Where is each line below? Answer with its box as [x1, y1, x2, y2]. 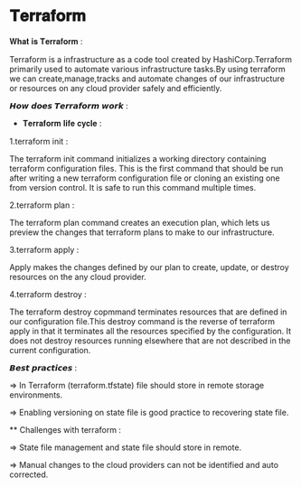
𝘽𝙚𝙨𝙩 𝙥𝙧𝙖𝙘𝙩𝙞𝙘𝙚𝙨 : [9, 362, 78, 373]
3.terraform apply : [9, 244, 80, 255]
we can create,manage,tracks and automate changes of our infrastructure [9, 73, 285, 84]
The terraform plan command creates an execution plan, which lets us [9, 217, 270, 228]
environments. [9, 389, 63, 400]
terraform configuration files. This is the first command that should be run [9, 163, 284, 173]
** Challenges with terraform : [9, 424, 122, 435]
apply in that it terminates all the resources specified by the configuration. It [9, 325, 292, 336]
